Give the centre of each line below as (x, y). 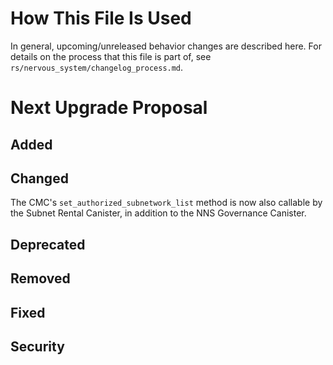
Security (37, 346)
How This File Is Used (101, 18)
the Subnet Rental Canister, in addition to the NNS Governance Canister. (158, 213)
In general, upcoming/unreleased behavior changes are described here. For (166, 46)
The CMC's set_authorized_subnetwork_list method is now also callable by (166, 203)
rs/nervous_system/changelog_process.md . (97, 67)
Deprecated (48, 244)
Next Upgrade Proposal (109, 108)
